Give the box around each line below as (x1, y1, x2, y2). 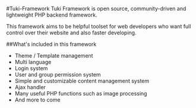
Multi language (14, 59, 52, 65)
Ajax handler (14, 84, 46, 91)
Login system (14, 65, 48, 72)
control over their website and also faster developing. (6, 29, 137, 36)
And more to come (14, 96, 61, 103)
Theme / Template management (14, 52, 93, 59)
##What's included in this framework (6, 41, 97, 47)
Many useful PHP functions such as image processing (14, 90, 147, 97)
